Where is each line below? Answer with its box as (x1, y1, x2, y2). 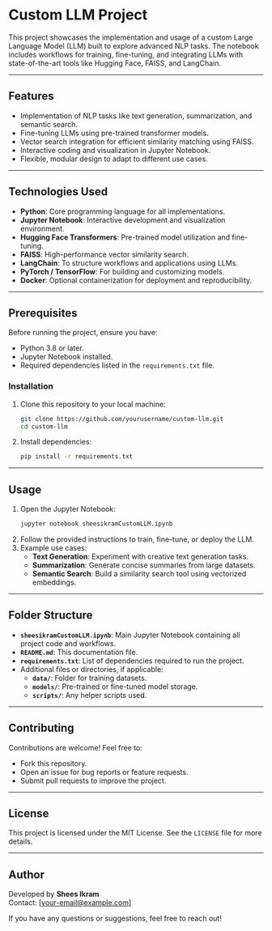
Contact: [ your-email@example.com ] (8, 898, 132, 908)
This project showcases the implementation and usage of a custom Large (8, 32, 253, 42)
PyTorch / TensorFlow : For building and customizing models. (19, 266, 225, 276)
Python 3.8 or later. (19, 343, 84, 353)
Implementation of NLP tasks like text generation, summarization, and (19, 111, 253, 121)
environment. (19, 223, 65, 233)
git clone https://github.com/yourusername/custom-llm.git (19, 414, 224, 423)
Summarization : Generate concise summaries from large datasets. (32, 560, 256, 570)
